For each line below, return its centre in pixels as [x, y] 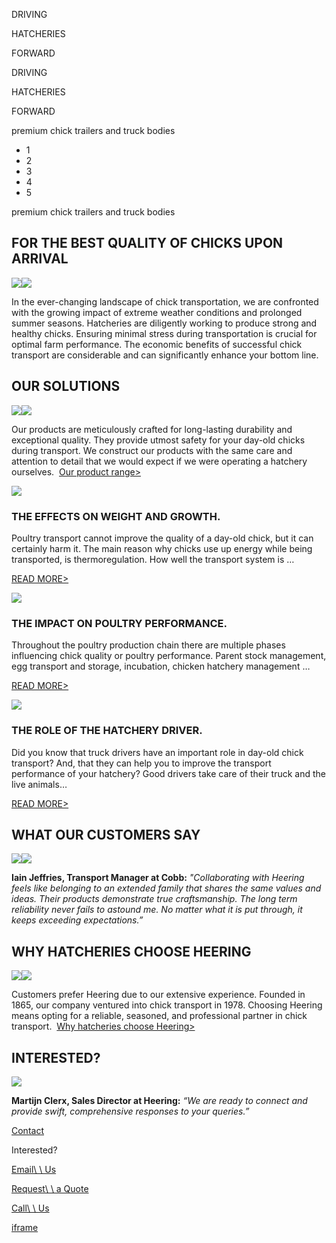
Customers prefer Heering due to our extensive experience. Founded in [158, 995]
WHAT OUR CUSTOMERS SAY [106, 834]
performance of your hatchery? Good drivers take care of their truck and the [168, 773]
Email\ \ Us [34, 1169]
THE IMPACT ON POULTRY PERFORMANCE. [119, 623]
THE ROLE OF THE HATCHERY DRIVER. [107, 731]
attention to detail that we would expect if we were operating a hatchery [159, 461]
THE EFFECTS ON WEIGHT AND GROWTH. [116, 516]
